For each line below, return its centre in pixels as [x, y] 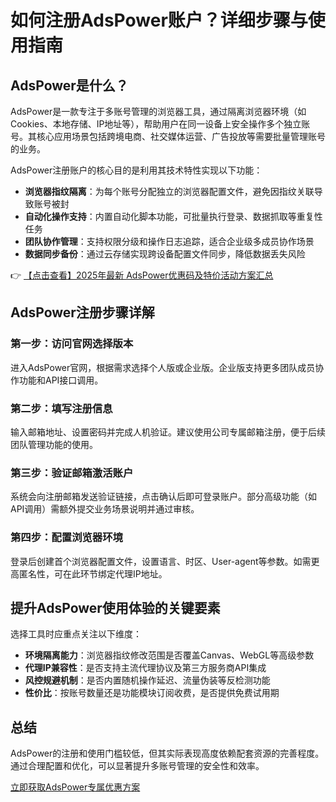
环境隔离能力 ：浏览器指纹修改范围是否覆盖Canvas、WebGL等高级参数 [169, 655]
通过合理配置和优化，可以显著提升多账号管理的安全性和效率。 [137, 766]
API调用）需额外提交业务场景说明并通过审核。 [105, 509]
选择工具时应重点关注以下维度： [76, 634]
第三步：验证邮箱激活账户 [72, 473]
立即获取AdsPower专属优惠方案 [75, 787]
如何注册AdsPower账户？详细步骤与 [159, 20]
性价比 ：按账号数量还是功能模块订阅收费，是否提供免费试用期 [152, 693]
